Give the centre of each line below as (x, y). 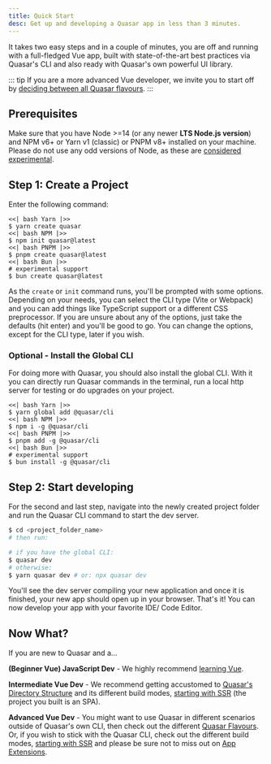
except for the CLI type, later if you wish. (76, 335)
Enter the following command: (58, 205)
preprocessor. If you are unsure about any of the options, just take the (125, 317)
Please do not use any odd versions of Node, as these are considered (125, 150)
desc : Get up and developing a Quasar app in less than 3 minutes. (125, 24)
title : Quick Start (41, 16)
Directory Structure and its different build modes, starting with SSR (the (128, 693)
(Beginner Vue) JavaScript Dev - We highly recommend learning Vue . (126, 669)
